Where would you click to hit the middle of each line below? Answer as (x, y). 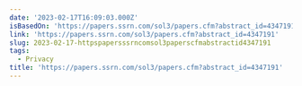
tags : (19, 51)
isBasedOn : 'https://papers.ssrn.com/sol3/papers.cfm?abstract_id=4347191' (154, 26)
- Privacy (36, 59)
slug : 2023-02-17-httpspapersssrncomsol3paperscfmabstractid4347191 (140, 43)
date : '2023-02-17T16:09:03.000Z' (74, 17)
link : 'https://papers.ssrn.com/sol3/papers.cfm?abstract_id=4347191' (144, 34)
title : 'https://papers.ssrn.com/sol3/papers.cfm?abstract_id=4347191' (146, 68)
